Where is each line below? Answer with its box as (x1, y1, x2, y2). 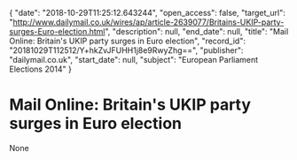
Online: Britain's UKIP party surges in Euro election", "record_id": (9, 35, 246, 46)
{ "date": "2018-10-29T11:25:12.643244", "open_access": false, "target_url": (9, 8, 285, 18)
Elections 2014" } (9, 64, 73, 74)
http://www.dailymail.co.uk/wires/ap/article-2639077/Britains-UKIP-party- (12, 17, 285, 27)
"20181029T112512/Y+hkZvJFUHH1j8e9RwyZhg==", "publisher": (9, 45, 244, 56)
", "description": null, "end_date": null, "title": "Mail (105, 27, 289, 36)
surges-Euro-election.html (9, 27, 106, 36)
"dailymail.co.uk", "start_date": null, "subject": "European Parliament (9, 55, 259, 65)
